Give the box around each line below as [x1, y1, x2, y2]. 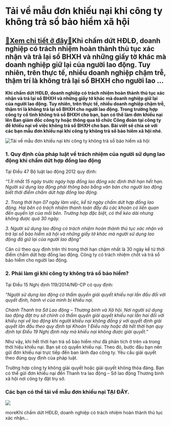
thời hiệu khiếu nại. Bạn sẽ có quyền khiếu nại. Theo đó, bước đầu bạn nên [5, 344, 162, 350]
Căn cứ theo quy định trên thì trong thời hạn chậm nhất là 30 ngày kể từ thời [5, 246, 165, 253]
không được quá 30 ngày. [5, 215, 60, 222]
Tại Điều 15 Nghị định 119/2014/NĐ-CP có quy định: [5, 281, 113, 287]
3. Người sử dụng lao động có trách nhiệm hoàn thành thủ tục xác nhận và [5, 226, 163, 232]
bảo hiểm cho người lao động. [5, 257, 68, 263]
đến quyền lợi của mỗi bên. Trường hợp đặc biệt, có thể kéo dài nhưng [5, 210, 154, 216]
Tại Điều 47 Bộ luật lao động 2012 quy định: [5, 169, 97, 175]
